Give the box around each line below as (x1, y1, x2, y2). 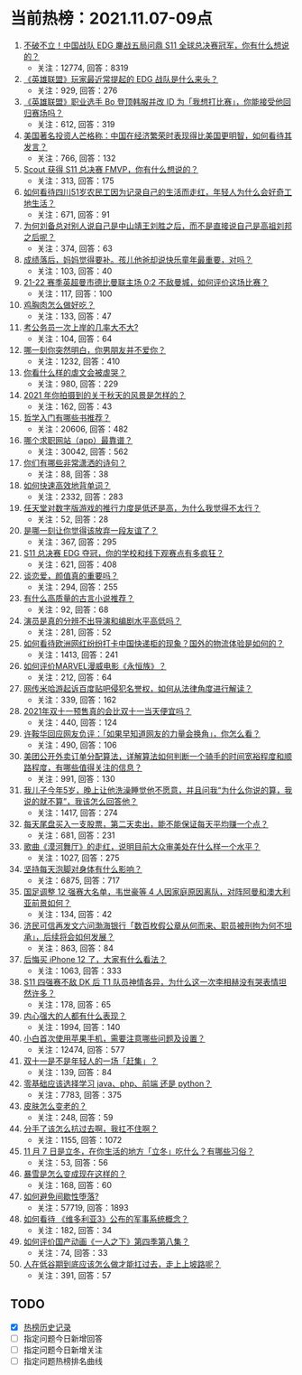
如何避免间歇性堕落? (23, 1191, 99, 1202)
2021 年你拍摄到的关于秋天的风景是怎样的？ (23, 389, 187, 400)
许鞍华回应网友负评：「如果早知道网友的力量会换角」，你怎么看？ (23, 728, 261, 739)
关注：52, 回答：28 (36, 514, 109, 525)
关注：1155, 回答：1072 (36, 1134, 123, 1145)
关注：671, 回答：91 (36, 209, 111, 219)
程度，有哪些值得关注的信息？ (31, 762, 142, 773)
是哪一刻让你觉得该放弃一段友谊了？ (23, 525, 159, 535)
